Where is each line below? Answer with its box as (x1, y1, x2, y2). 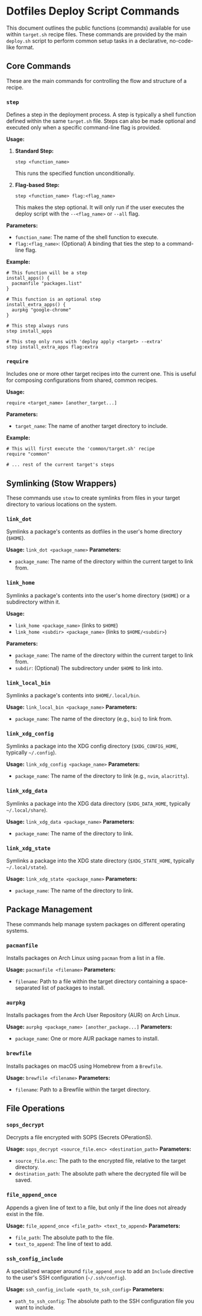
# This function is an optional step (6, 297, 101, 303)
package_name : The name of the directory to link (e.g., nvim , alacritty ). (14, 772, 189, 780)
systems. (6, 927, 29, 934)
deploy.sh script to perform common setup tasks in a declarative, (6, 37, 169, 44)
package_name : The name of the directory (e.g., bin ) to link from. (14, 716, 172, 723)
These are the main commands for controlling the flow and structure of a (6, 77, 187, 84)
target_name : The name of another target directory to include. (14, 423, 168, 430)
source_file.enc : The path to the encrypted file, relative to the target (14, 1157, 186, 1165)
